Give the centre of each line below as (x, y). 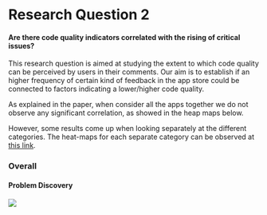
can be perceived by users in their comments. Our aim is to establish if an (129, 72)
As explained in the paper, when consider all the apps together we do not (128, 105)
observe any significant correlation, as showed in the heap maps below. (126, 113)
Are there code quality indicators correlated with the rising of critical (124, 37)
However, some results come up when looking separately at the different (128, 129)
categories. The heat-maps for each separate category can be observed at (132, 137)
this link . (22, 145)
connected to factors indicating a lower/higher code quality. (106, 89)
